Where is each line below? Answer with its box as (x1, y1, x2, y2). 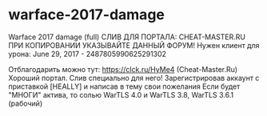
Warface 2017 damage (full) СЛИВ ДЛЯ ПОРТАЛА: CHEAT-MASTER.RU (8, 32, 246, 42)
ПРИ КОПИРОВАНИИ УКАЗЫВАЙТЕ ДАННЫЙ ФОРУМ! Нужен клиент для (8, 40, 260, 50)
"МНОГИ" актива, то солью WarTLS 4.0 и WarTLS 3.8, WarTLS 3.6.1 (8, 90, 234, 99)
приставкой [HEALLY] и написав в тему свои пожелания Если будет (8, 82, 241, 91)
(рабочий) (8, 98, 42, 108)
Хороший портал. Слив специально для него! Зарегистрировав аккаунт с (8, 73, 260, 82)
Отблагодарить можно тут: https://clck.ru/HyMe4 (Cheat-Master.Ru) (8, 64, 238, 74)
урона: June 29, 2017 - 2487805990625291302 (8, 49, 166, 58)
